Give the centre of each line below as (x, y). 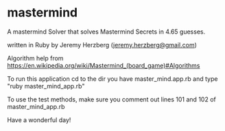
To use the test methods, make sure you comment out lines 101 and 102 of (111, 99)
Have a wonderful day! (39, 120)
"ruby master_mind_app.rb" (46, 86)
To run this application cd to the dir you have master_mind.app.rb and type (113, 79)
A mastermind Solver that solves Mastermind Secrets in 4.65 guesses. (106, 32)
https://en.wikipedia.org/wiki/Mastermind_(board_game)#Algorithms (104, 65)
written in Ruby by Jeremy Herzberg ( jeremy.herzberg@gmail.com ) (102, 45)
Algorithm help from (35, 58)
